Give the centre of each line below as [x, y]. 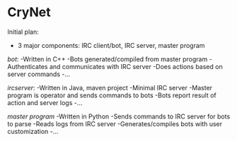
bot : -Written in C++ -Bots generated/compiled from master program [108, 59]
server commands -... [39, 74]
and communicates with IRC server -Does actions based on [136, 66]
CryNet [29, 12]
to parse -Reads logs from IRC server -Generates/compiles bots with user [115, 123]
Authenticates [28, 66]
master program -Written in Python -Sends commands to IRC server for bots [119, 116]
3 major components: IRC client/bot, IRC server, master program [111, 45]
